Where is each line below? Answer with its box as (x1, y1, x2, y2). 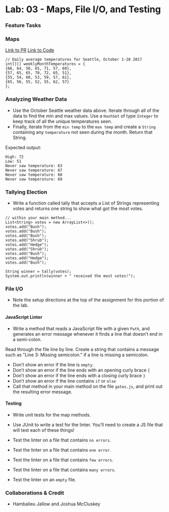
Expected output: (5, 144, 42, 150)
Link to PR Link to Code (5, 47, 54, 53)
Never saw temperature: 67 (5, 168, 63, 173)
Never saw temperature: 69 (5, 176, 63, 182)
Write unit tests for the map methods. (12, 411, 91, 417)
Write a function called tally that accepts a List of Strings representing (12, 200, 159, 206)
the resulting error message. (12, 388, 73, 394)
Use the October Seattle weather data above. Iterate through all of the (12, 107, 159, 113)
